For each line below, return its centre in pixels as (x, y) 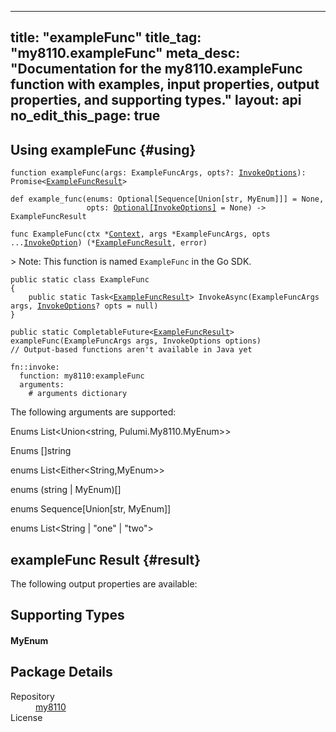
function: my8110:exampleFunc (82, 376)
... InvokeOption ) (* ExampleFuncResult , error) (109, 243)
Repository (32, 696)
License (26, 717)
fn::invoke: (35, 367)
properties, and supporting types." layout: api (156, 100)
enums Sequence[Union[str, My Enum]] (91, 509)
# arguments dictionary (78, 394)
